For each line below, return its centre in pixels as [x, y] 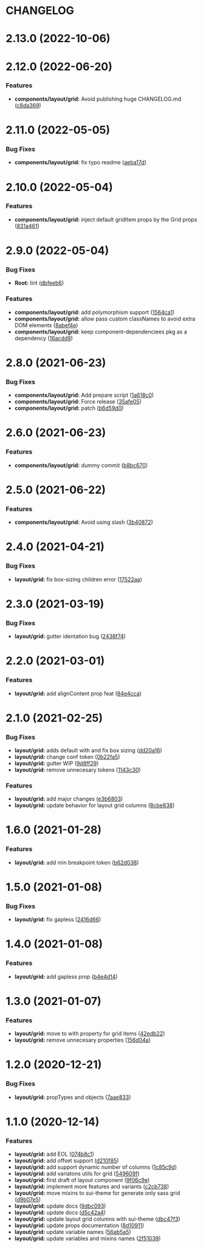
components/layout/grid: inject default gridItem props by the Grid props [106, 219]
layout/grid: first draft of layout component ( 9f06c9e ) [82, 1180]
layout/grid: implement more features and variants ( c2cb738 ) [92, 1187]
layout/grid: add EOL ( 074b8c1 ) [54, 1154]
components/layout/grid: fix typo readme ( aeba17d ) [81, 162]
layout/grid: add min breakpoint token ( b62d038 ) [77, 862]
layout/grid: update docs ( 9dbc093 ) [60, 1206]
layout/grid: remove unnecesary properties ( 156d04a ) [83, 1040]
